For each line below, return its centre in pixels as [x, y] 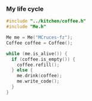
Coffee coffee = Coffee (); [39, 43]
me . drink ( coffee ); [39, 76]
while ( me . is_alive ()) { [37, 53]
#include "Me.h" [26, 27]
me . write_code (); [38, 81]
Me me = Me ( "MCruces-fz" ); [39, 37]
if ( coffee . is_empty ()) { [44, 59]
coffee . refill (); [38, 65]
